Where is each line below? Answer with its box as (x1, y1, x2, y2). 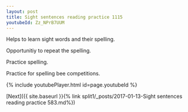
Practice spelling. (6, 58, 48, 65)
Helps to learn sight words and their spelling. (6, 36, 115, 43)
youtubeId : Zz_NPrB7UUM (6, 19, 65, 25)
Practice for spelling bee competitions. (6, 70, 101, 77)
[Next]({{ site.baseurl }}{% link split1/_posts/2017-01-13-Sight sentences (6, 93, 183, 100)
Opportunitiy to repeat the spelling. (6, 47, 92, 54)
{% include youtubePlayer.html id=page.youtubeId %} (6, 81, 138, 88)
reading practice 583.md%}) (6, 99, 76, 106)
